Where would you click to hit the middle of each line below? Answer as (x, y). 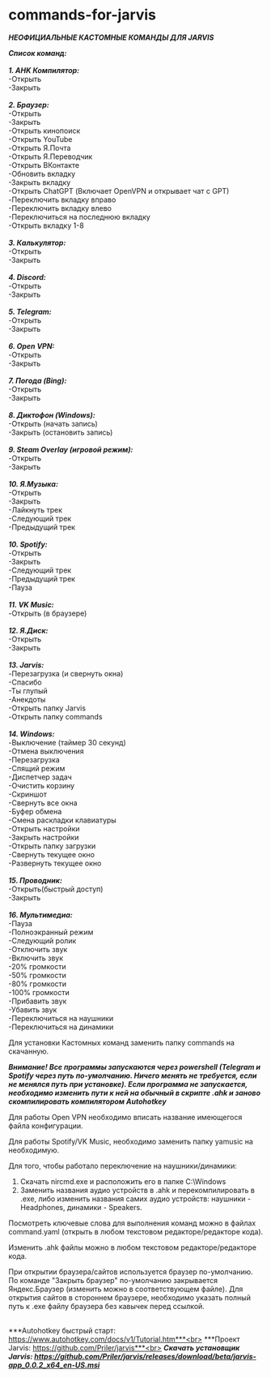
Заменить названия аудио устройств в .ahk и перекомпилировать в (137, 1190)
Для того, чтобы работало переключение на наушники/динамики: (123, 1166)
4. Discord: (27, 277)
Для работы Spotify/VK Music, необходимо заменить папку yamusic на (131, 1141)
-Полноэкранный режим (51, 932)
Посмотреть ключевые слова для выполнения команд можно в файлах (132, 1223)
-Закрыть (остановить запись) (61, 432)
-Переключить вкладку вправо (62, 200)
